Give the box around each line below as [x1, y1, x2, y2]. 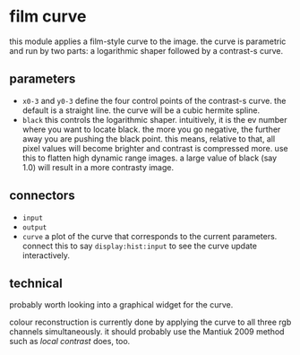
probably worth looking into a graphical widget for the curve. [9, 299, 234, 310]
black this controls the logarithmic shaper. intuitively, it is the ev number [21, 114, 287, 125]
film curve [9, 6, 87, 27]
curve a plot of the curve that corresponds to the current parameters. [21, 230, 278, 241]
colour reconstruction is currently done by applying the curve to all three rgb [9, 316, 292, 328]
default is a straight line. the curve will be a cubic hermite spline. [21, 105, 261, 116]
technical [9, 275, 63, 290]
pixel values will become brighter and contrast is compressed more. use [21, 143, 288, 153]
